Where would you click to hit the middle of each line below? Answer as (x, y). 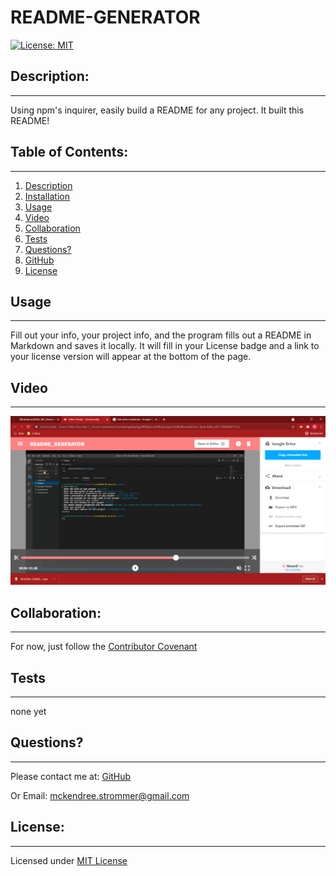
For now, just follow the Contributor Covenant (104, 647)
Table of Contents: (69, 152)
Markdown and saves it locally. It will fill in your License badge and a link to (165, 346)
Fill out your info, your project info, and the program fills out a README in (161, 335)
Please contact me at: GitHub (71, 776)
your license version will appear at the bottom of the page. (131, 357)
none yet (28, 712)
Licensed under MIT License (69, 860)
